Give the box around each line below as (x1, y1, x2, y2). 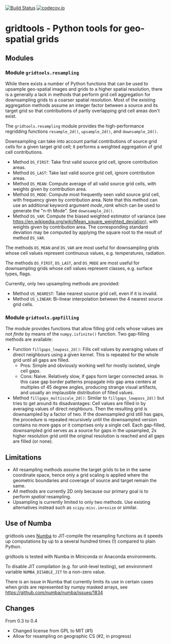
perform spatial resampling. (12, 493, 71, 499)
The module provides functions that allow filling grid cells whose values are (5, 326, 163, 332)
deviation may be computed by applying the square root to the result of (12, 229, 162, 235)
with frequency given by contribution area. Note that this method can (12, 197, 158, 203)
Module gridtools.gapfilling (5, 314, 79, 321)
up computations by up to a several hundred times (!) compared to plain (5, 538, 156, 544)
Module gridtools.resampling (5, 69, 79, 76)
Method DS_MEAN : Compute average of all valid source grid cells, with (12, 180, 157, 186)
